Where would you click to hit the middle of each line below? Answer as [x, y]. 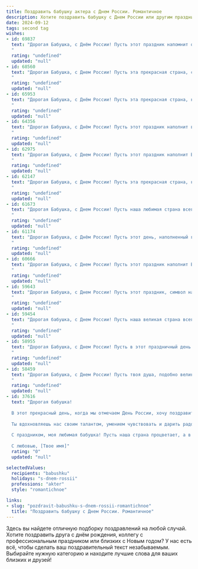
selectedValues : [26, 468]
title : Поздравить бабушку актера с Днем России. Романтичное [84, 12]
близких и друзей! [29, 560]
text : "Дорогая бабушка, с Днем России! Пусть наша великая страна [96, 319]
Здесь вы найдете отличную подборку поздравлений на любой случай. [96, 528]
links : [14, 500]
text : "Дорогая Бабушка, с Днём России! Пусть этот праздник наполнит [100, 127]
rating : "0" [26, 451]
